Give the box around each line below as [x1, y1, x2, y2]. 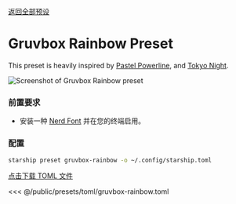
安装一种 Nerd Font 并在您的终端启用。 [19, 116, 145, 126]
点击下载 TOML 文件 [8, 171, 73, 180]
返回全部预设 [8, 7, 49, 16]
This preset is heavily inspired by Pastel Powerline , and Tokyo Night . [8, 60, 229, 70]
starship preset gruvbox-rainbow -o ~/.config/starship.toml [8, 156, 212, 164]
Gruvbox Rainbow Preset [8, 35, 174, 53]
